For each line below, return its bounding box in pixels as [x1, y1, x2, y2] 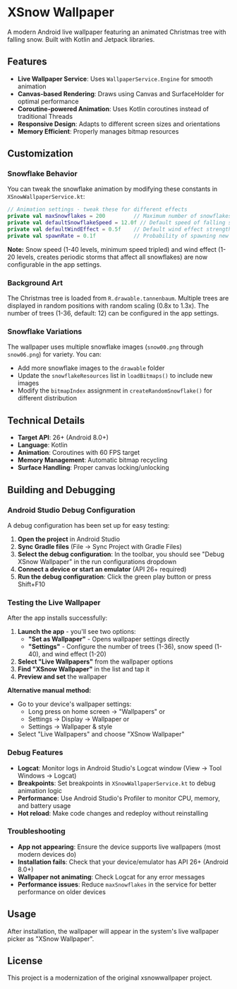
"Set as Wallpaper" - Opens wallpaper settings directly [28, 635, 190, 644]
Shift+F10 [17, 579, 46, 588]
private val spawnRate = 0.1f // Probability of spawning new [7, 232, 229, 239]
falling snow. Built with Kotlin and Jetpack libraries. [7, 35, 155, 43]
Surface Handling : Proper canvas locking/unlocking [17, 463, 169, 472]
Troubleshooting [7, 826, 66, 836]
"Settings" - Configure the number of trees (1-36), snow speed [28, 642, 213, 651]
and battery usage [17, 801, 71, 810]
